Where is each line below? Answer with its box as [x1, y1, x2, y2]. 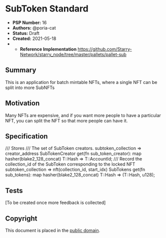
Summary [5, 66, 36, 74]
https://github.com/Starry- [77, 46, 132, 52]
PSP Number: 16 [12, 19, 47, 25]
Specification [5, 132, 48, 140]
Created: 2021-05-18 [12, 35, 56, 41]
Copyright [5, 214, 37, 222]
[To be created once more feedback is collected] [5, 199, 106, 205]
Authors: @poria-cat [12, 24, 56, 30]
